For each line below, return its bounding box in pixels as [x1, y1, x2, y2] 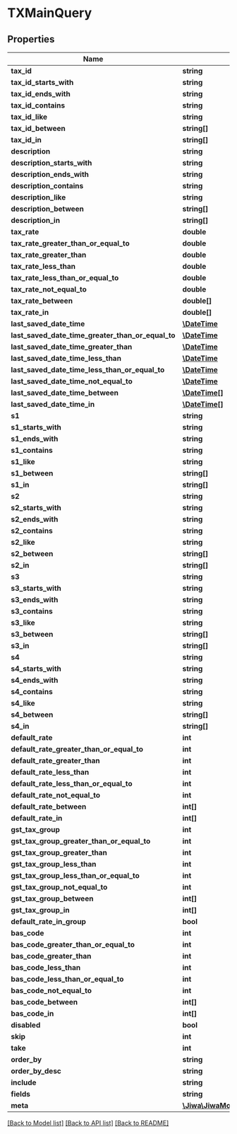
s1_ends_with [11, 434, 59, 444]
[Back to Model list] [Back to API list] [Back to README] [7, 1119, 169, 1127]
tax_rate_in [11, 308, 49, 317]
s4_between [11, 710, 54, 719]
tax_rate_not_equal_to [11, 284, 87, 294]
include [11, 1077, 37, 1087]
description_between [11, 204, 85, 214]
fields [11, 1089, 30, 1099]
